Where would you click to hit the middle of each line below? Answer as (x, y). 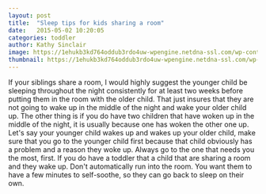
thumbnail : (26, 60)
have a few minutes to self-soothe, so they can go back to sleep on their (126, 174)
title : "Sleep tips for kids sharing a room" (86, 23)
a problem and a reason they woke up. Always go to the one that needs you (131, 149)
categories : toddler (42, 38)
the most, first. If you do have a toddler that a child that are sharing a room (129, 158)
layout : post (30, 15)
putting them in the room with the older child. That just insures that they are (131, 99)
